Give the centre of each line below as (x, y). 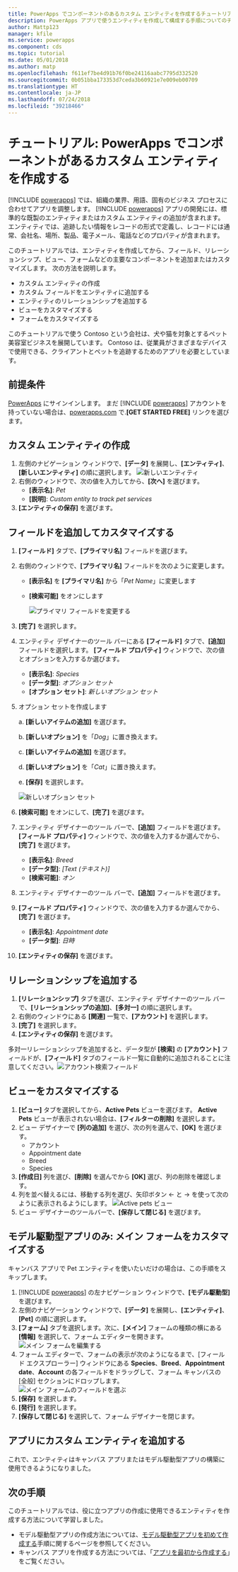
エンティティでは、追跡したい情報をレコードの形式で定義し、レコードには (116, 226)
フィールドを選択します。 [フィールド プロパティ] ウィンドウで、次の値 (121, 650)
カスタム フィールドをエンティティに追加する (84, 292)
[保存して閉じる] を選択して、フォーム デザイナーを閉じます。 (108, 1416)
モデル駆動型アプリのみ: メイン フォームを (100, 1236)
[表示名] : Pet (47, 490)
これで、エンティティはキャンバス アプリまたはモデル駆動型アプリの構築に (117, 1459)
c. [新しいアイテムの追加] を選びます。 (74, 752)
